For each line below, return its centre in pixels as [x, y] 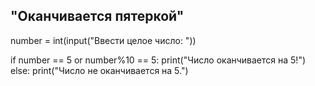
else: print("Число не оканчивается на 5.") [99, 70]
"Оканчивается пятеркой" [97, 16]
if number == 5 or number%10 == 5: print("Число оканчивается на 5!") [158, 60]
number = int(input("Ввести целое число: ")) [103, 40]
